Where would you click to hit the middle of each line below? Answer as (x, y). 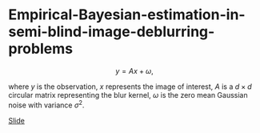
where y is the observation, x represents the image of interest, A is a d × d (130, 87)
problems (41, 49)
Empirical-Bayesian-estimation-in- (127, 15)
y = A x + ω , (134, 71)
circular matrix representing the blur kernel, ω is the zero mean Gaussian (128, 95)
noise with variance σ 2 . (46, 104)
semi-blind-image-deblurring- (112, 32)
